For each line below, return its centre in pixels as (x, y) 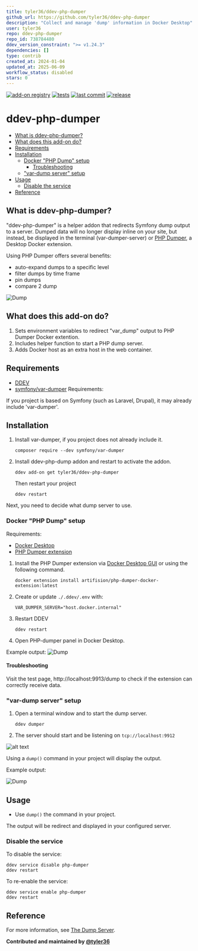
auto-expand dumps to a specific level (62, 267)
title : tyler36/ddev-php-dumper (46, 12)
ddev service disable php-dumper (48, 865)
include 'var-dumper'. (33, 407)
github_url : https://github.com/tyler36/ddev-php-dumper (78, 17)
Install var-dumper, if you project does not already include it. (89, 440)
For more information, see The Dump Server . (61, 930)
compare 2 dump (36, 286)
